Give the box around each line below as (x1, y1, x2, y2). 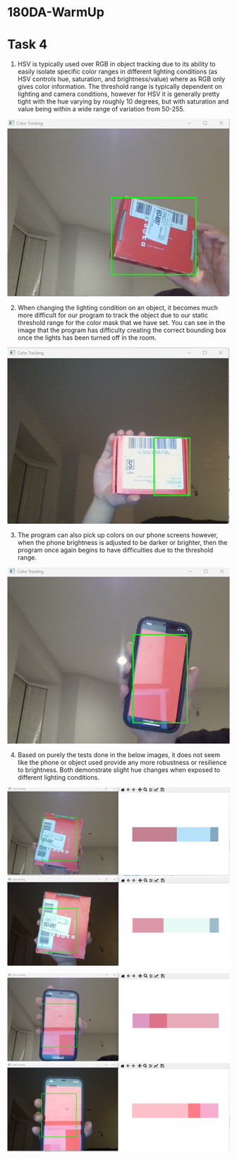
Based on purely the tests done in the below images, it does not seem (17, 750, 221, 759)
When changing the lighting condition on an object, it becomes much (17, 303, 219, 312)
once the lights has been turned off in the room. (17, 333, 157, 342)
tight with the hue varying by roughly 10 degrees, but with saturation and (17, 97, 229, 106)
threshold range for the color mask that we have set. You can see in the (17, 318, 226, 326)
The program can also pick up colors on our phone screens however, (17, 531, 219, 539)
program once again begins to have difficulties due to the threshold (17, 546, 214, 554)
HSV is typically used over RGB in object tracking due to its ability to (17, 60, 217, 68)
